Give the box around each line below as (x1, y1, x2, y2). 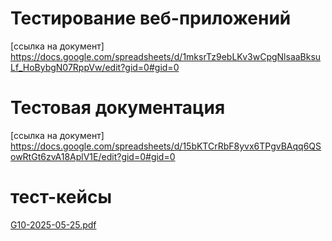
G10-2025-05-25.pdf (10, 218, 97, 231)
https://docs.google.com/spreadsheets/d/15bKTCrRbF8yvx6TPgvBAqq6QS (10, 140, 322, 152)
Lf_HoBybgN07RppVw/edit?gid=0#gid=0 (10, 61, 180, 73)
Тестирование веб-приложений (10, 7, 292, 30)
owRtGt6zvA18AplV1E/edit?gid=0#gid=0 (10, 150, 176, 162)
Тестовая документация (10, 97, 226, 119)
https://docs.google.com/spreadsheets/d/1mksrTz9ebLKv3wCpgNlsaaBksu (10, 50, 322, 62)
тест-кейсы (10, 186, 112, 209)
